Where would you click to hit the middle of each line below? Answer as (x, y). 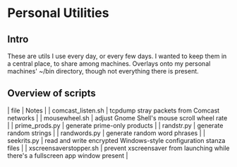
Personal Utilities (58, 13)
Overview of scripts (52, 93)
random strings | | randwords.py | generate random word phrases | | (107, 133)
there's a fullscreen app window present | (68, 155)
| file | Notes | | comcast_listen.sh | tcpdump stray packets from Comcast (114, 110)
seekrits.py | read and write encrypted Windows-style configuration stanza (116, 140)
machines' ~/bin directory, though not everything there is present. (103, 71)
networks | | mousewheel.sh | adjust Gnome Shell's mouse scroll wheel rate (117, 117)
